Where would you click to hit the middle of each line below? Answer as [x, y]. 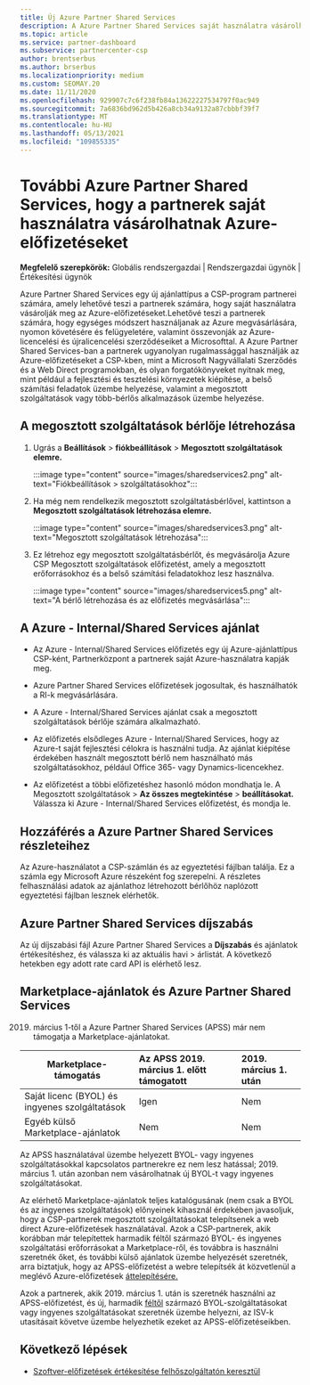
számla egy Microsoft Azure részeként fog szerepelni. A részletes [141, 876]
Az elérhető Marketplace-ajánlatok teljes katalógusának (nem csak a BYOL [157, 1200]
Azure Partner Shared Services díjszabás [137, 923]
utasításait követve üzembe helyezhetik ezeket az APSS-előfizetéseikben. [155, 1321]
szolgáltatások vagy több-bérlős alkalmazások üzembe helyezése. [142, 398]
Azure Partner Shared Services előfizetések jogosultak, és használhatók [165, 686]
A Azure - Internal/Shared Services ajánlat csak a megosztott [145, 713]
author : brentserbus [58, 59]
